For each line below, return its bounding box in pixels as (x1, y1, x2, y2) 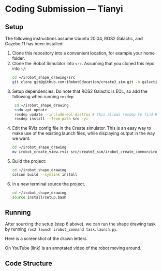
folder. (12, 55, 25, 61)
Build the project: (12, 158, 46, 164)
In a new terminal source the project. (12, 181, 86, 186)
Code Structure (5, 259, 52, 268)
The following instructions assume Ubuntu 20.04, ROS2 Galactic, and (5, 35, 143, 41)
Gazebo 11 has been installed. (5, 41, 64, 47)
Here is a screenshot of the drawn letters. (5, 236, 88, 241)
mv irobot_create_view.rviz (12, 150, 69, 154)
